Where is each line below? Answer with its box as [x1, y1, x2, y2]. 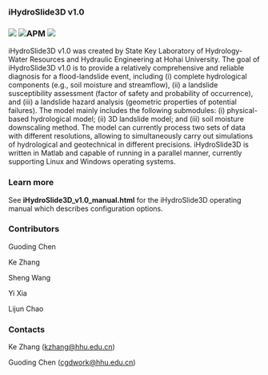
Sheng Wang [8, 272, 51, 282]
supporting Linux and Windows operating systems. [8, 157, 176, 167]
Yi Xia [8, 288, 28, 298]
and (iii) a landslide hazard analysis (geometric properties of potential [8, 97, 238, 107]
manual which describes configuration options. [8, 204, 164, 213]
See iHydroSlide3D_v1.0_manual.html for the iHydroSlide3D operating [8, 195, 242, 204]
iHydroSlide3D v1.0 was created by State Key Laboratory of [8, 46, 204, 56]
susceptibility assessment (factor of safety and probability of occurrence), [8, 89, 254, 99]
